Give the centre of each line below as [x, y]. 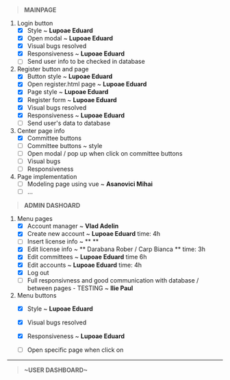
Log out [38, 272]
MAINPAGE [40, 10]
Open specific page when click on [75, 350]
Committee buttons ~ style [65, 145]
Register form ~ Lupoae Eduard [72, 99]
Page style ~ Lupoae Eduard [68, 92]
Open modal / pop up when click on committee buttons [105, 153]
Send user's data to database [69, 123]
